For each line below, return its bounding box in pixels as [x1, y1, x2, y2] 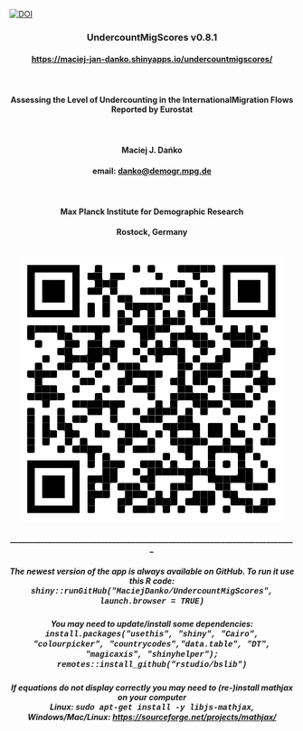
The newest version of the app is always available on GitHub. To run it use [9, 566, 295, 576]
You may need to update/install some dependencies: [51, 619, 253, 630]
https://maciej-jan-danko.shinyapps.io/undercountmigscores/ [31, 53, 273, 64]
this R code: [129, 575, 175, 586]
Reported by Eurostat [111, 104, 193, 115]
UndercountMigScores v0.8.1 [86, 31, 218, 43]
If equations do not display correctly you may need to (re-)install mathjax [10, 682, 294, 693]
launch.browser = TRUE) [99, 596, 205, 606]
